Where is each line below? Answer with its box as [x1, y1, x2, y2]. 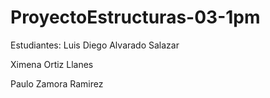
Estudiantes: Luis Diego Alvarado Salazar [10, 39, 180, 51]
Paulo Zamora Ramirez [10, 77, 104, 90]
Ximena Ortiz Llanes [10, 58, 94, 70]
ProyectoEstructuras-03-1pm [10, 6, 261, 29]
